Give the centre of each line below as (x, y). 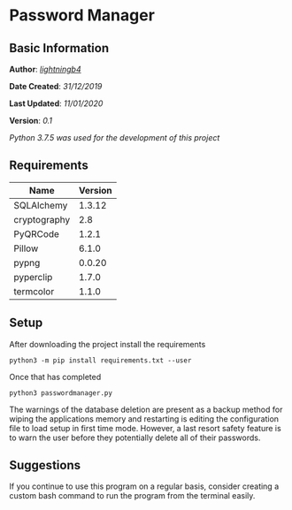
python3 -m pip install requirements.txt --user (100, 360)
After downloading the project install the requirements (108, 344)
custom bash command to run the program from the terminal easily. (132, 496)
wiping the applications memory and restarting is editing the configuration (144, 419)
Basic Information (59, 48)
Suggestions (45, 465)
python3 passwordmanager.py (61, 393)
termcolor (34, 291)
